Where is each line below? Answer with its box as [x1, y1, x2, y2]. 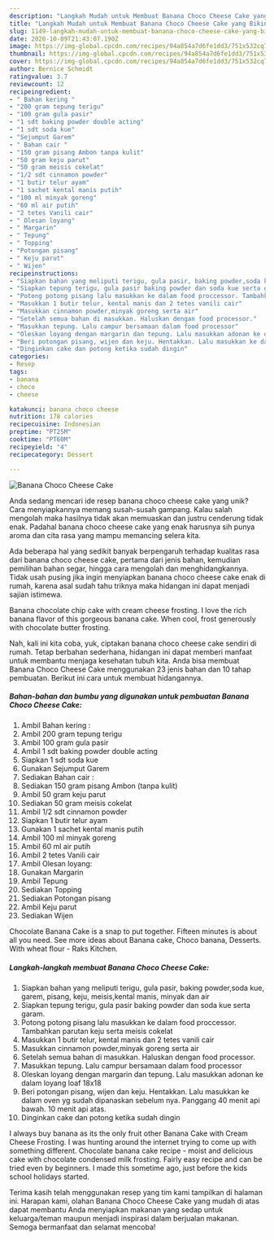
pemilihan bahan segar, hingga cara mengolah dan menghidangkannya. [9, 563, 249, 573]
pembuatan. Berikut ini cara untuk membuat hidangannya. [9, 673, 203, 682]
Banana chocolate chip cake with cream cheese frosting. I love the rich [9, 605, 247, 615]
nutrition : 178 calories [9, 413, 94, 421]
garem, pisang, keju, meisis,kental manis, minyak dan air [20, 992, 210, 1001]
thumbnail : [9, 50, 46, 58]
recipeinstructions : [9, 269, 80, 278]
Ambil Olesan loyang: [20, 859, 93, 869]
